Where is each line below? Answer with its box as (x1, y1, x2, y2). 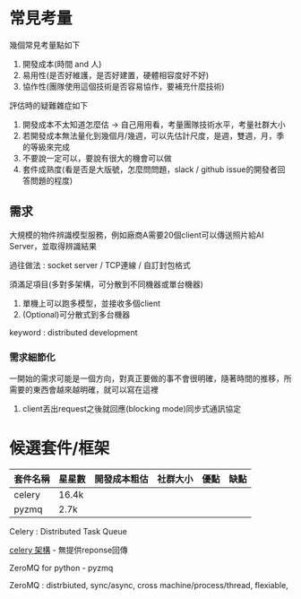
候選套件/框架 (9, 438, 110, 458)
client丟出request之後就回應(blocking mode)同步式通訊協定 (21, 404, 242, 414)
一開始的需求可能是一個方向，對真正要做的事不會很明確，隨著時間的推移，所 (9, 373, 292, 384)
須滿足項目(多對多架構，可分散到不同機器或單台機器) (9, 279, 204, 290)
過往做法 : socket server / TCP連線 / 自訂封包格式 (9, 259, 191, 270)
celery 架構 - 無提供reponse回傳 (9, 544, 128, 555)
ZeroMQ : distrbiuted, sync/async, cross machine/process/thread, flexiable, (9, 579, 288, 590)
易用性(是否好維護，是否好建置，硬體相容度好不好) (21, 69, 210, 81)
